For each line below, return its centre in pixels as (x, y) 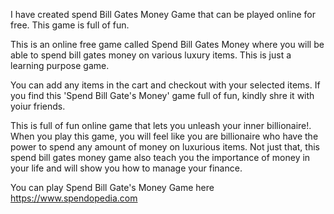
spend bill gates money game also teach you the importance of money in (160, 157)
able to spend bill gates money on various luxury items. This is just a (151, 55)
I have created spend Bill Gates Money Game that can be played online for (163, 14)
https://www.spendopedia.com (74, 198)
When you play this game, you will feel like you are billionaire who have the (164, 136)
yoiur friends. (38, 106)
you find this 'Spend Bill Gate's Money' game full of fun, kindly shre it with (162, 95)
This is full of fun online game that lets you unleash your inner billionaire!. (161, 125)
